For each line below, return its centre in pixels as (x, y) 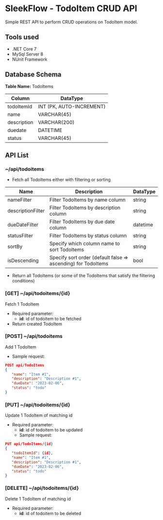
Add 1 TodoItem (21, 347)
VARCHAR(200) (56, 122)
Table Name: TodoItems (29, 86)
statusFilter (20, 236)
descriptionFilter (26, 211)
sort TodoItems (66, 250)
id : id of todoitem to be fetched (50, 318)
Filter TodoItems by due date (82, 222)
